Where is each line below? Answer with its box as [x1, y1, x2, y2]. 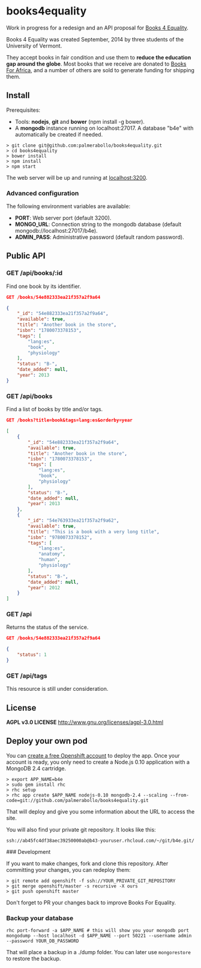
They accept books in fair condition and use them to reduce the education [6, 54, 191, 61]
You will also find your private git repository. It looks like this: [6, 826, 156, 833]
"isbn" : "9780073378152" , [28, 534, 93, 541]
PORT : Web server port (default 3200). [14, 215, 112, 222]
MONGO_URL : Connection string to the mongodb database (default [14, 221, 182, 228]
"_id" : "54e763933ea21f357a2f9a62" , [28, 518, 119, 524]
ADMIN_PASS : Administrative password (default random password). [14, 233, 184, 241]
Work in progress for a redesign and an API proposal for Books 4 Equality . [6, 24, 189, 31]
